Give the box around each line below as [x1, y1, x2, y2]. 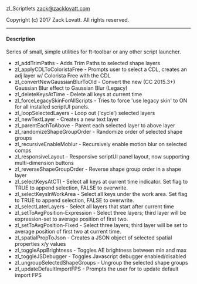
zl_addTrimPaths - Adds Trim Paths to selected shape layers [14, 60, 161, 67]
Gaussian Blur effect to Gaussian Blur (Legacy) [14, 84, 128, 92]
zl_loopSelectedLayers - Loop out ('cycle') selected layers [14, 110, 155, 117]
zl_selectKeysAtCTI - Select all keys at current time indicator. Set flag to [14, 178, 188, 185]
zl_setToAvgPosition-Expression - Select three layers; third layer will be [14, 209, 186, 217]
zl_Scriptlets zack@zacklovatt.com [6, 5, 90, 12]
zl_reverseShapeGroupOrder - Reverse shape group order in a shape [14, 165, 182, 173]
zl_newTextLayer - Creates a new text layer [14, 116, 119, 123]
